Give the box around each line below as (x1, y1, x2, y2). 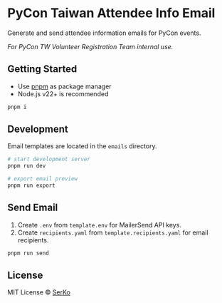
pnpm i (7, 103, 27, 111)
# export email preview (7, 175, 78, 183)
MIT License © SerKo (7, 288, 71, 297)
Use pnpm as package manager (17, 82, 112, 91)
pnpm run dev (7, 163, 46, 170)
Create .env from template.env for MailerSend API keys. (17, 220, 181, 229)
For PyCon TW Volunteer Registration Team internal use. (7, 42, 174, 51)
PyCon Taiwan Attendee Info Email (7, 5, 216, 21)
